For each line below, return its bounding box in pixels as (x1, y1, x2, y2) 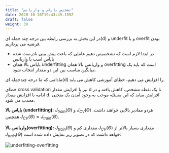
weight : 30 (5, 21, 28, 27)
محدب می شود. (5, 97, 36, 103)
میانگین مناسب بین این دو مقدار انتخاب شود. (12, 67, 96, 73)
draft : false (5, 17, 33, 22)
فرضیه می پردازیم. (5, 41, 41, 47)
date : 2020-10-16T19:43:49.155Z (5, 12, 74, 17)
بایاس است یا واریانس (12, 56, 54, 62)
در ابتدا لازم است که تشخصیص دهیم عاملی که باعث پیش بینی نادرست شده (12, 51, 154, 57)
